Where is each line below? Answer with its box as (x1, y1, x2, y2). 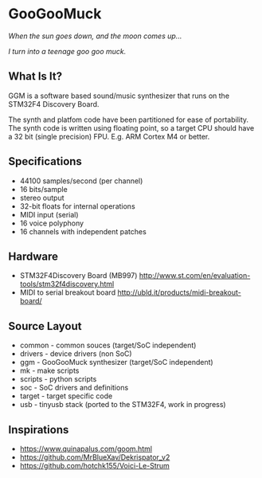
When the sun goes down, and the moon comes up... (8, 31, 182, 41)
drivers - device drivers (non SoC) (19, 349, 133, 358)
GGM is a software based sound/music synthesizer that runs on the (8, 91, 229, 100)
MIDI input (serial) (19, 210, 79, 219)
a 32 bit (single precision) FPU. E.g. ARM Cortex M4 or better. (8, 131, 210, 141)
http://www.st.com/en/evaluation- (139, 271, 251, 280)
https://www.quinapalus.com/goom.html (19, 444, 153, 453)
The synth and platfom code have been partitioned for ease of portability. (8, 115, 249, 124)
